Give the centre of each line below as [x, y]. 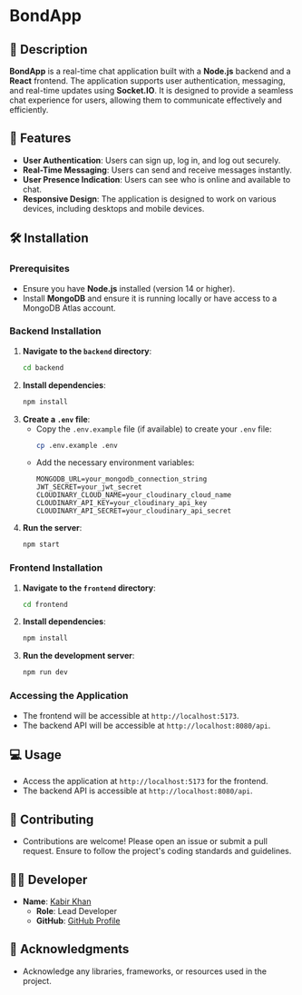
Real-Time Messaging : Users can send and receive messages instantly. [157, 170]
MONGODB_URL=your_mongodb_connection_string [122, 479]
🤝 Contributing [52, 819]
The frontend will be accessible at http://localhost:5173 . [131, 715]
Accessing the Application [69, 696]
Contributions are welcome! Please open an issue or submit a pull [145, 841]
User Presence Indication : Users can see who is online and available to [156, 179]
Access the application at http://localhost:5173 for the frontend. [146, 781]
